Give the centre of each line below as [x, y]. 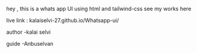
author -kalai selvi [29, 32]
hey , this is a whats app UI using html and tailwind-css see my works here [99, 9]
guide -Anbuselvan [30, 44]
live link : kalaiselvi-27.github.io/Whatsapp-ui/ [63, 20]
